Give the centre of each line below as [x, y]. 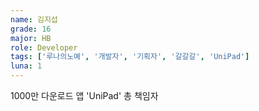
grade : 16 [31, 29]
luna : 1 [26, 66]
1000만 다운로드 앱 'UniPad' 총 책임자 [84, 95]
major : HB [31, 38]
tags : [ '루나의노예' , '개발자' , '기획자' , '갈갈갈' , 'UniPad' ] [130, 57]
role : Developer [44, 47]
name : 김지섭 [34, 19]
